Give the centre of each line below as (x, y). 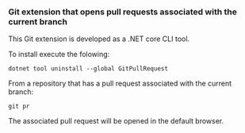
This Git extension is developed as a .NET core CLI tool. (99, 39)
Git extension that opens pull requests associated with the (123, 12)
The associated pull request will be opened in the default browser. (116, 121)
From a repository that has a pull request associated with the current (120, 84)
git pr (19, 106)
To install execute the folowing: (59, 55)
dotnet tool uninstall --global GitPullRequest (88, 69)
